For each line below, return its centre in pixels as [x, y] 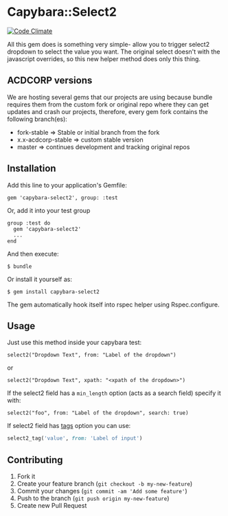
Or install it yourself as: [39, 279]
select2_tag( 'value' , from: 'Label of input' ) [75, 438]
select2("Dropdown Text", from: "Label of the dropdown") [92, 355]
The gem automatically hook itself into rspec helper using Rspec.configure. [113, 304]
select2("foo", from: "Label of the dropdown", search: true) [98, 413]
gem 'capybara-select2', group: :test [62, 198]
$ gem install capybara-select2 [53, 292]
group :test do [29, 223]
